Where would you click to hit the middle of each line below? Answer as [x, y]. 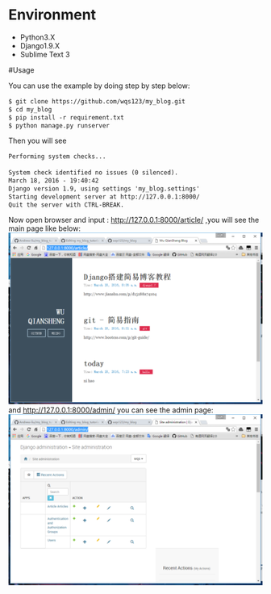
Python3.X [38, 37]
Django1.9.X [40, 45]
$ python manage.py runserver [59, 125]
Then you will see [38, 140]
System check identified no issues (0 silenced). [94, 172]
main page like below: [44, 228]
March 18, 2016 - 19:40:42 [54, 180]
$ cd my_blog [30, 109]
